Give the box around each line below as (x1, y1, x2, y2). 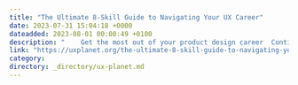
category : (9, 54, 46, 63)
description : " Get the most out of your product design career (9, 37, 264, 47)
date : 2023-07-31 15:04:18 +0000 (9, 21, 133, 30)
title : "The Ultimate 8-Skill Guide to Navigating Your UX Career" (9, 12, 264, 22)
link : (9, 46, 29, 55)
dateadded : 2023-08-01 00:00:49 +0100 (9, 29, 153, 38)
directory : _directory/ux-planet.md (9, 63, 145, 72)
